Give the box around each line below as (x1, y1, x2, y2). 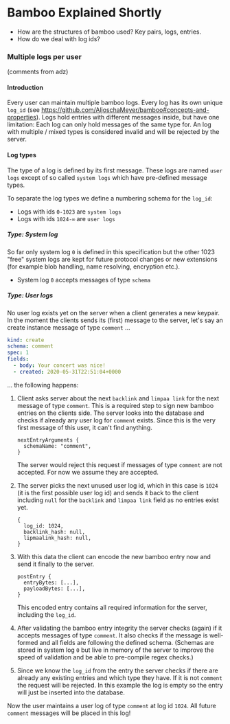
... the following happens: (7, 381, 79, 389)
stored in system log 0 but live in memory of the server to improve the (16, 646, 214, 654)
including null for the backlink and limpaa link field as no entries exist (16, 496, 219, 504)
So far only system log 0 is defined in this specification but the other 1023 (7, 247, 215, 256)
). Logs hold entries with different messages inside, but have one (36, 113, 220, 122)
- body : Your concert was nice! (13, 362, 106, 369)
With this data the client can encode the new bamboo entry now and (16, 552, 211, 561)
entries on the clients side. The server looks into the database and (16, 409, 205, 417)
